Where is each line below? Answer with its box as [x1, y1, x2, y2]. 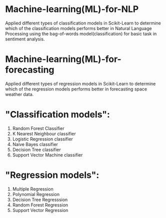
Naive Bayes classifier [12, 141, 58, 147]
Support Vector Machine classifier [12, 151, 83, 158]
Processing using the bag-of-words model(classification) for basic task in [5, 30, 157, 36]
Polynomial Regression [12, 191, 60, 197]
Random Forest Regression [12, 201, 68, 208]
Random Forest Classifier [12, 125, 64, 131]
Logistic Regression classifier [12, 136, 73, 142]
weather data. [5, 91, 34, 97]
